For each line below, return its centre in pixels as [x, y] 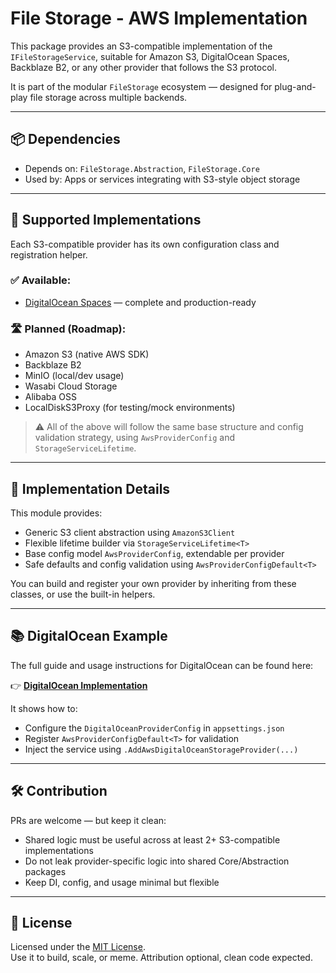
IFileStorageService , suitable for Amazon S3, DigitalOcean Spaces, [150, 56]
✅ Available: [41, 280]
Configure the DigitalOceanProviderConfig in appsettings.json [154, 728]
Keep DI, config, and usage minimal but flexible [122, 882]
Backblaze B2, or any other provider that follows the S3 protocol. [144, 67]
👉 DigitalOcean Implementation [79, 685]
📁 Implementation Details [90, 488]
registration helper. [49, 254]
